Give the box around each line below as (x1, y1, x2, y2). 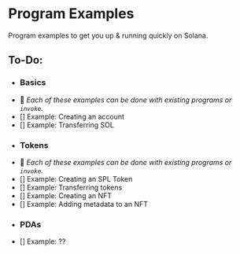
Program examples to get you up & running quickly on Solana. (8, 31, 209, 40)
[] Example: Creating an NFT (19, 190, 113, 201)
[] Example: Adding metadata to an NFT (19, 199, 148, 208)
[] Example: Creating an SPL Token (19, 174, 133, 183)
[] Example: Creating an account (19, 112, 124, 121)
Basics (19, 77, 46, 88)
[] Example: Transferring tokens (19, 182, 123, 192)
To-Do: (8, 53, 43, 67)
